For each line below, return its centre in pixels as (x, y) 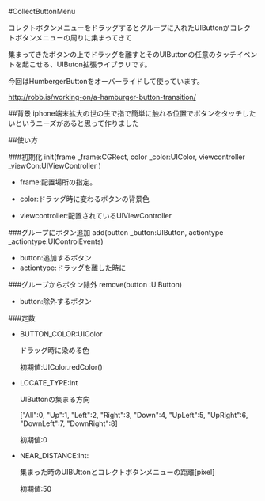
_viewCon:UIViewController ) (55, 166)
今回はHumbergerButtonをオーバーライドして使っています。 (106, 81)
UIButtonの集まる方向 (55, 399)
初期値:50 (35, 489)
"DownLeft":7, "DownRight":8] (69, 423)
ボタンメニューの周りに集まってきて (73, 38)
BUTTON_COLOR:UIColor (61, 334)
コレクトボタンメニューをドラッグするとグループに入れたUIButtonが (119, 28)
